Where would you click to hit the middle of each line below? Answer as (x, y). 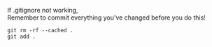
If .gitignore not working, (43, 10)
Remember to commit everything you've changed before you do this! (107, 18)
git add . (22, 36)
